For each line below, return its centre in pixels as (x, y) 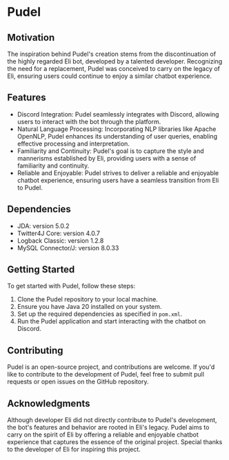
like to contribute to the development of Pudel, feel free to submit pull (106, 374)
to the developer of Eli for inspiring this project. (74, 450)
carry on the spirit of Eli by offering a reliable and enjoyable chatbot (103, 434)
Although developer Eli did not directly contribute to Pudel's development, (112, 420)
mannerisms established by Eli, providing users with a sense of (107, 158)
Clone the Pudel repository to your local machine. (88, 299)
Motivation (31, 38)
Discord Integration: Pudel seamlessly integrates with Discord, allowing (118, 114)
